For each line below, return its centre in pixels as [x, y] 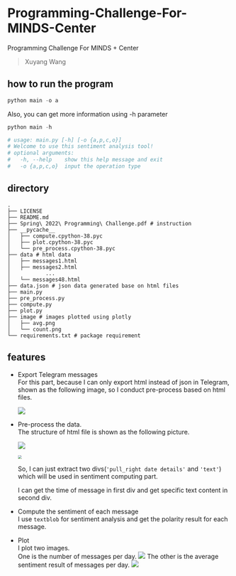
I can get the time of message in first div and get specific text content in [123, 490]
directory [28, 189]
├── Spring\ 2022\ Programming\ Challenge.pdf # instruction [100, 223]
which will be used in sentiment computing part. [88, 476]
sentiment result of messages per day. [73, 565]
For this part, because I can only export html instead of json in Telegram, [123, 382]
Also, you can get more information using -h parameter [88, 114]
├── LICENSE [25, 211]
